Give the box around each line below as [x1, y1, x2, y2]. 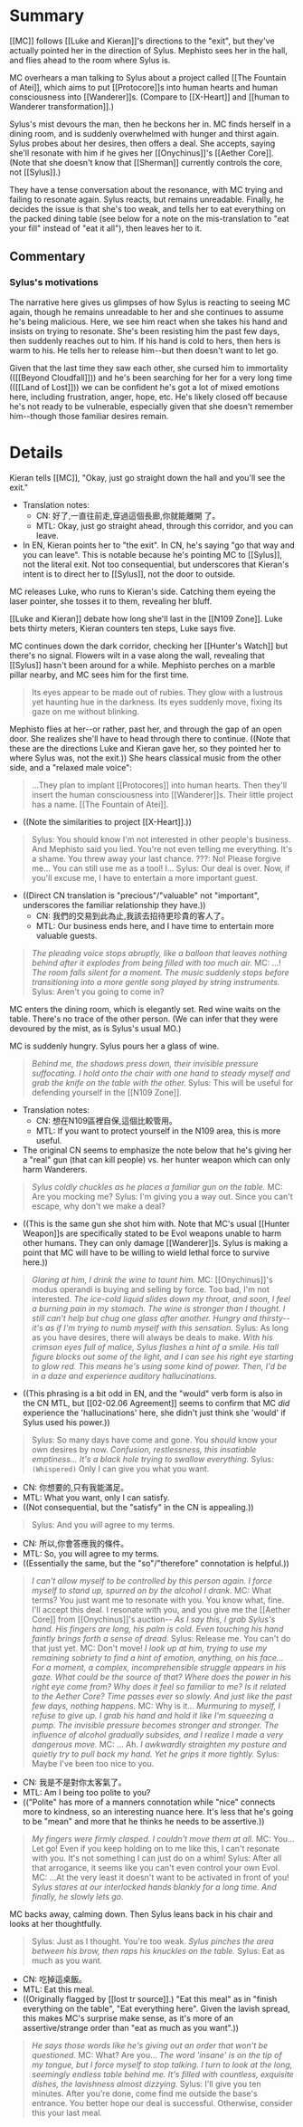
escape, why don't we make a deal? [31, 1201, 166, 1212]
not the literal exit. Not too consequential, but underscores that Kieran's [22, 559, 289, 570]
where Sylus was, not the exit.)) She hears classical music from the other [9, 752, 282, 763]
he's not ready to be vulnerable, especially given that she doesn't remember [9, 400, 294, 412]
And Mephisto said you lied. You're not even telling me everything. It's [31, 843, 293, 854]
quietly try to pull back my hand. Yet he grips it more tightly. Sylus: [31, 1749, 279, 1759]
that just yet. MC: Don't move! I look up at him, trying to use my [31, 1643, 268, 1653]
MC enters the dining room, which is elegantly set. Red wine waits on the [9, 1003, 281, 1014]
